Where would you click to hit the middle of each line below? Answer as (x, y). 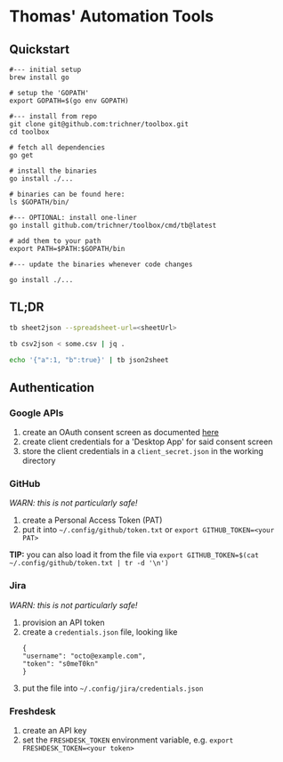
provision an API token (63, 622)
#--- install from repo (53, 117)
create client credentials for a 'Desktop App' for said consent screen (147, 442)
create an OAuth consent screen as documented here (121, 433)
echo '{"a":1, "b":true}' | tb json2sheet (89, 360)
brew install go (39, 77)
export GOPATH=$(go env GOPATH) (69, 101)
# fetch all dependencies (57, 148)
